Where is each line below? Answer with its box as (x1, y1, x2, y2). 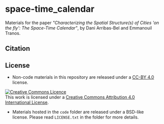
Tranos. (5, 30, 21, 36)
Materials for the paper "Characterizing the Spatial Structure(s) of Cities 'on (5, 20, 159, 26)
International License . (5, 99, 49, 105)
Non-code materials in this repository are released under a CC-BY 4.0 (12, 74, 154, 80)
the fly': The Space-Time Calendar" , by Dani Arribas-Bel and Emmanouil (5, 25, 152, 31)
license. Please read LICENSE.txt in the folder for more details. (12, 114, 139, 120)
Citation (5, 44, 31, 53)
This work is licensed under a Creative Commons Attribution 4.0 (5, 94, 135, 100)
